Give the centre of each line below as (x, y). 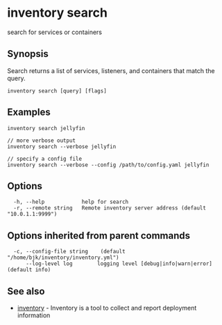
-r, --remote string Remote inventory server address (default (110, 208)
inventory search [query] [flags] (57, 91)
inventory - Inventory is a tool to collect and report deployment (107, 308)
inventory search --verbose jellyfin (62, 146)
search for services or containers (55, 32)
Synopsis (28, 54)
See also (26, 291)
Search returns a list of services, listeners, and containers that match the (111, 70)
